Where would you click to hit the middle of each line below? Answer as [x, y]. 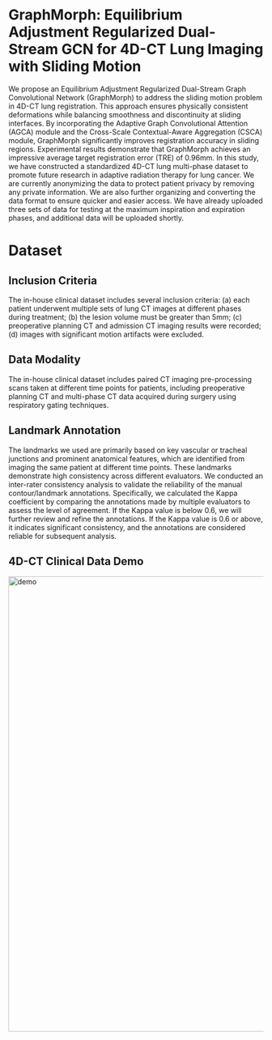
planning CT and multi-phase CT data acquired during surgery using [123, 396]
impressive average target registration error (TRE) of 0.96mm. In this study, [134, 157]
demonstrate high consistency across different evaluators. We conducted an [136, 476]
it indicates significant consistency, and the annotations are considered [127, 527]
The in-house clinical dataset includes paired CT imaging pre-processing [130, 379]
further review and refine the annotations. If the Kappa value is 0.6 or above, [136, 519]
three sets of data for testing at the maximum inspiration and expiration [127, 209]
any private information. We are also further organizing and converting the [132, 192]
